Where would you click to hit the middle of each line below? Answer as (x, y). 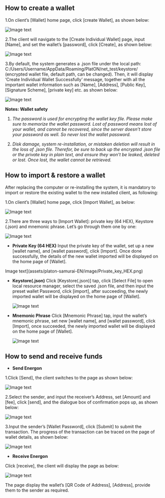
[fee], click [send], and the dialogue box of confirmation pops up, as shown (82, 402)
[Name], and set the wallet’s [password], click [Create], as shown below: (79, 45)
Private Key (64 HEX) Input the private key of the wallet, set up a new (83, 246)
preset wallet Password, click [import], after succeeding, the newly (80, 291)
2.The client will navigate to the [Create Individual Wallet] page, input (75, 39)
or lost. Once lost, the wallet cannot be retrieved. (62, 160)
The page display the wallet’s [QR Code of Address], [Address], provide (78, 485)
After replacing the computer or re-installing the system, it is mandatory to (81, 187)
